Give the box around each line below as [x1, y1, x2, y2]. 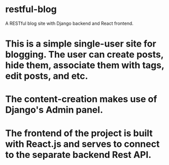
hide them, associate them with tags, [5, 60, 164, 71]
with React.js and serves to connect [5, 138, 160, 150]
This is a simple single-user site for [5, 38, 156, 50]
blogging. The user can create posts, [5, 49, 164, 60]
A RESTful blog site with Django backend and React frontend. [5, 20, 133, 26]
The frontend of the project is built [5, 128, 153, 139]
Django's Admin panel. [5, 104, 103, 116]
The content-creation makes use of [5, 94, 157, 105]
